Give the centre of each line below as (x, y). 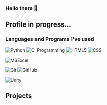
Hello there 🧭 (22, 8)
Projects (19, 96)
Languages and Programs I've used (50, 39)
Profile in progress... (39, 25)
